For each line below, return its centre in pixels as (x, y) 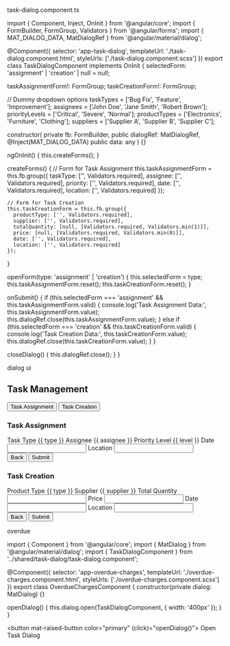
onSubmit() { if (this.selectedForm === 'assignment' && (85, 297)
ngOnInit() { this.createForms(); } (53, 155)
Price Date (143, 499)
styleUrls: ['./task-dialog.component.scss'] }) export (150, 58)
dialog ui (19, 368)
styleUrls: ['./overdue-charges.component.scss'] (151, 579)
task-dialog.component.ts (43, 10)
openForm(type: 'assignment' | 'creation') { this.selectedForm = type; (105, 277)
